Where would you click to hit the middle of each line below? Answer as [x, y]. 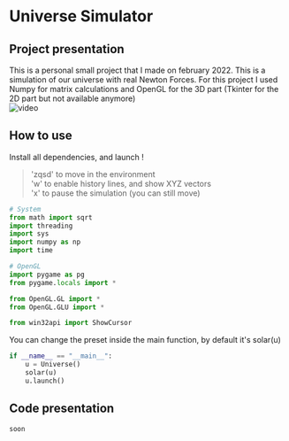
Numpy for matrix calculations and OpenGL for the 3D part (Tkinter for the [144, 89]
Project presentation [67, 49]
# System [25, 209]
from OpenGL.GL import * [55, 298]
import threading [41, 226]
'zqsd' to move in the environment [93, 174]
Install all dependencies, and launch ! [76, 157]
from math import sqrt [51, 217]
